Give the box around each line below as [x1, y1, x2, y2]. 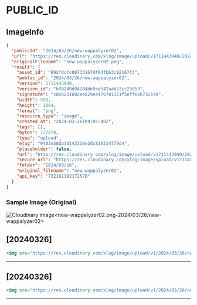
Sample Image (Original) [6, 198, 77, 206]
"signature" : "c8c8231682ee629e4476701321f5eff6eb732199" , [16, 91, 164, 97]
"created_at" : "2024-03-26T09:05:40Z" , [16, 118, 114, 125]
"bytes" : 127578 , [16, 130, 59, 135]
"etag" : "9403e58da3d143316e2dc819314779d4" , [16, 140, 130, 147]
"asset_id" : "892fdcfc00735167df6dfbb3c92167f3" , [16, 70, 141, 76]
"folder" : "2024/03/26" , [16, 162, 77, 168]
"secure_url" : [16, 157, 51, 163]
